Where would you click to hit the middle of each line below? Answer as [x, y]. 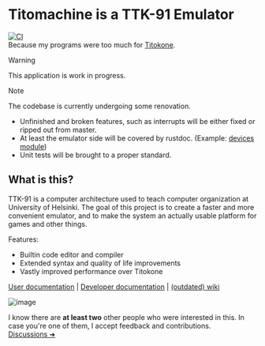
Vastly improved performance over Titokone [91, 271]
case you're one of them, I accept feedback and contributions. [110, 325]
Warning [22, 60]
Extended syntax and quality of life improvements [100, 263]
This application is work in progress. [67, 75]
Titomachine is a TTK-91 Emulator [121, 15]
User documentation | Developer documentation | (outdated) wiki [114, 287]
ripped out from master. [58, 130]
